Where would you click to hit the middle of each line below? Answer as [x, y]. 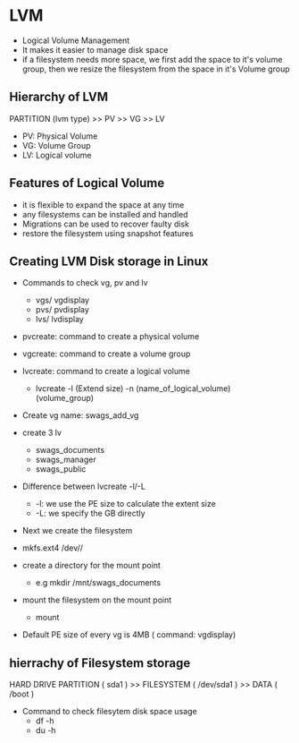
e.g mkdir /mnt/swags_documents [98, 583]
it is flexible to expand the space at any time [103, 205]
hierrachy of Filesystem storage [100, 663]
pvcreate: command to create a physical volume [111, 337]
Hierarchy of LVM [59, 97]
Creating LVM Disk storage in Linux [109, 261]
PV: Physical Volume [60, 136]
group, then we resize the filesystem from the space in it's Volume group [156, 69]
